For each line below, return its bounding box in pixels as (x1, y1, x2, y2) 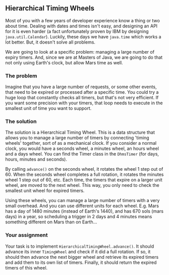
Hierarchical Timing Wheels (5, 4, 95, 13)
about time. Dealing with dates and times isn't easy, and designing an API (5, 23, 158, 29)
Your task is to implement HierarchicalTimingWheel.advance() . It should (5, 243, 154, 249)
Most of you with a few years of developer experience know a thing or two (5, 17, 160, 23)
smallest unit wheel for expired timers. (5, 187, 85, 194)
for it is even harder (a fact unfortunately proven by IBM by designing (5, 28, 149, 34)
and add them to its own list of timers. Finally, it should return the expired (5, 259, 157, 265)
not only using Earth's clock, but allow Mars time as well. (5, 59, 123, 65)
